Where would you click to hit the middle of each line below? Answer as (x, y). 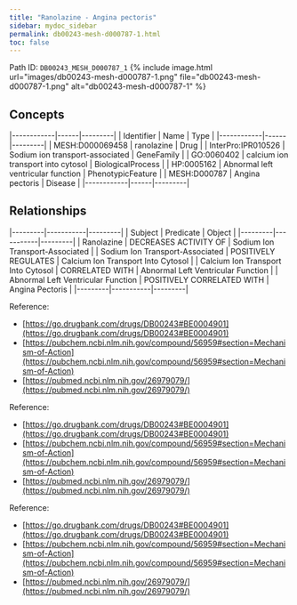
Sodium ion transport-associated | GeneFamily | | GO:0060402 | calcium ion (149, 155)
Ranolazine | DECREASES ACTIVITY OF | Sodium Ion (178, 242)
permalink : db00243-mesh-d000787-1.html (85, 34)
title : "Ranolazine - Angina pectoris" (83, 17)
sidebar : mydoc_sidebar (53, 26)
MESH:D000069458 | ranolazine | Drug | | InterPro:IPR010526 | (169, 145)
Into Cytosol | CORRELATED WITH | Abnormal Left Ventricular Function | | (144, 270)
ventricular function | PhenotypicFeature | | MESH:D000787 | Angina (135, 173)
